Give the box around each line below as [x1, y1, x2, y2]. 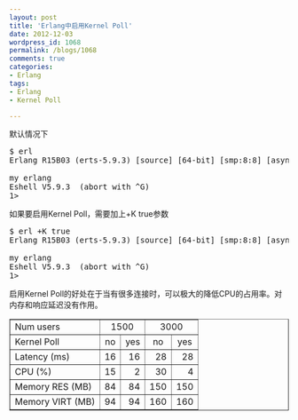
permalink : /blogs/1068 [9, 46, 98, 55]
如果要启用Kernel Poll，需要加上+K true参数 [9, 209, 169, 219]
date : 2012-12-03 [9, 29, 74, 38]
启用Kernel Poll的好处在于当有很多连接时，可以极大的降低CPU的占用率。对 [9, 289, 282, 299]
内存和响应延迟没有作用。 [9, 299, 103, 311]
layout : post [9, 12, 58, 22]
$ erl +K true [9, 226, 71, 236]
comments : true [9, 54, 66, 63]
